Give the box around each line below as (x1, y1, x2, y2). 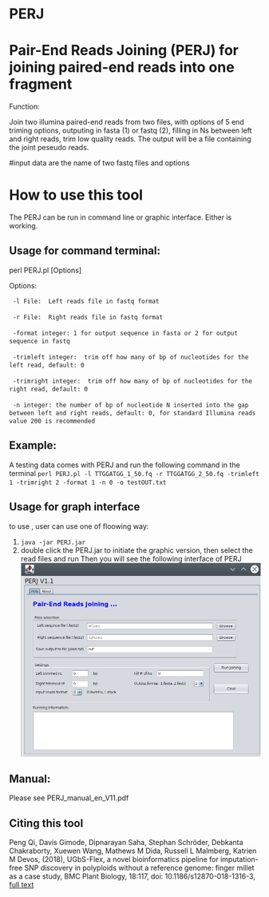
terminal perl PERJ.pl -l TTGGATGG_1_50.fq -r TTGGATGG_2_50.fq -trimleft (9, 468, 260, 478)
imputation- (220, 855, 259, 864)
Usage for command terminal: (9, 244, 160, 258)
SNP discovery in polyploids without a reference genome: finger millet (24, 863, 255, 873)
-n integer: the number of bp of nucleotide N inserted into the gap (12, 401, 249, 409)
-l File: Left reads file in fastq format (12, 297, 160, 305)
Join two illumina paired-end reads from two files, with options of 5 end (9, 117, 244, 127)
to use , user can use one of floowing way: (9, 521, 149, 531)
